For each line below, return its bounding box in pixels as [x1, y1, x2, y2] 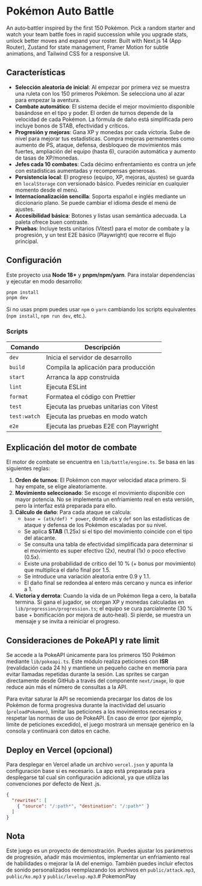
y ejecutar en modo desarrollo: [6, 277, 83, 285]
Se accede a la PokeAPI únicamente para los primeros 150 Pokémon [6, 652, 176, 659]
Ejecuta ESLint [46, 383, 87, 391]
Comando [10, 343, 39, 351]
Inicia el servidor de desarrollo [46, 353, 132, 361]
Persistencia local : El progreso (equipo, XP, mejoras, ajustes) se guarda [14, 173, 195, 181]
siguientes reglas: [6, 465, 50, 472]
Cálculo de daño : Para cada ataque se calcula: [14, 509, 131, 516]
